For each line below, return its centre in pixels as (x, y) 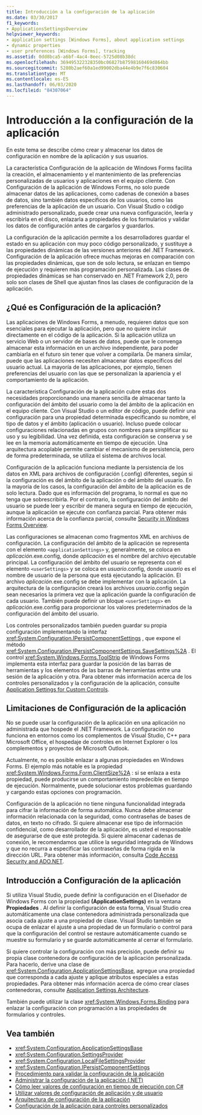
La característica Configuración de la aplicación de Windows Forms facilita (99, 168)
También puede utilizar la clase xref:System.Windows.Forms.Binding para (98, 1002)
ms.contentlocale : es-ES (37, 79)
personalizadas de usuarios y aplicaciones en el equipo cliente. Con (91, 180)
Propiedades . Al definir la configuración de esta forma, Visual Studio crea (99, 908)
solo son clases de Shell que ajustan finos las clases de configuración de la (100, 282)
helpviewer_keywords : (33, 34)
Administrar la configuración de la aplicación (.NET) (79, 1080)
